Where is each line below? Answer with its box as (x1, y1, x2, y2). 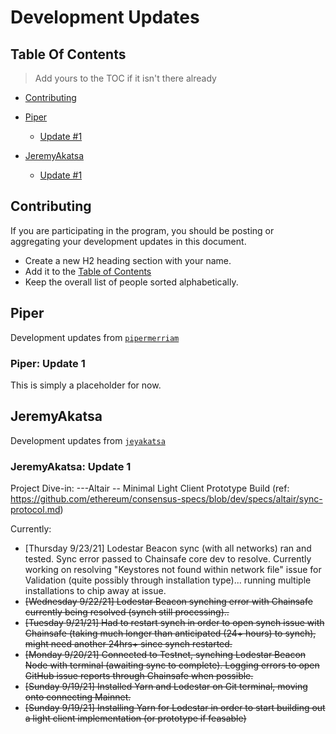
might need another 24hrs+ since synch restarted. (24, 638, 233, 650)
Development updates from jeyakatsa (10, 434, 166, 446)
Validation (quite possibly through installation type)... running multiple (24, 574, 312, 586)
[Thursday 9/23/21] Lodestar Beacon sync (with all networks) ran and (24, 542, 312, 555)
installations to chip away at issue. (24, 585, 167, 597)
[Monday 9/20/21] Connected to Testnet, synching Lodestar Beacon (24, 649, 307, 661)
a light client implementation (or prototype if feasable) (24, 712, 247, 725)
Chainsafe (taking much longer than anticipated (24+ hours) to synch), (24, 627, 317, 640)
